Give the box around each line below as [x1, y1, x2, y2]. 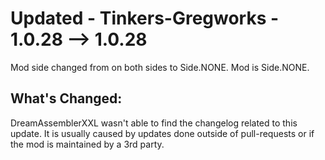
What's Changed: [10, 90, 123, 107]
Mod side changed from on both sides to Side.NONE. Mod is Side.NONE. [10, 61, 310, 73]
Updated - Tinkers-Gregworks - [10, 7, 280, 30]
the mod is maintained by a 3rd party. [10, 138, 165, 150]
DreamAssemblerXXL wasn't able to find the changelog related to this [10, 117, 298, 129]
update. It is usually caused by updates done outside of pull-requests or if [10, 127, 315, 139]
